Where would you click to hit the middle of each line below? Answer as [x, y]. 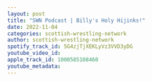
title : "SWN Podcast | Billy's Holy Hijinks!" [76, 20]
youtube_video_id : [34, 54]
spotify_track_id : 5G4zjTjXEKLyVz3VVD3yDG [70, 46]
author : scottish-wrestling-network [61, 40]
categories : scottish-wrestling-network [67, 33]
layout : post [26, 14]
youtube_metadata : [34, 66]
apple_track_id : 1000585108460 [53, 60]
